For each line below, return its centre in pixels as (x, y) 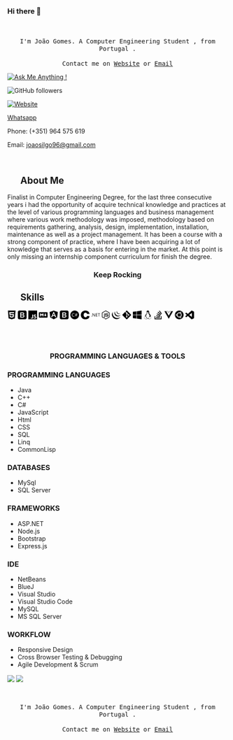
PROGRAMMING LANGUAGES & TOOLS (118, 356)
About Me (42, 180)
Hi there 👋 (24, 11)
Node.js (29, 531)
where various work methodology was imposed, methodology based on (111, 220)
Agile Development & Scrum (58, 664)
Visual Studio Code (45, 602)
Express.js (32, 546)
